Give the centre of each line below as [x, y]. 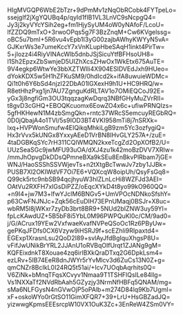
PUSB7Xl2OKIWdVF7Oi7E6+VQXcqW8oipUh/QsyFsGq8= [89, 172]
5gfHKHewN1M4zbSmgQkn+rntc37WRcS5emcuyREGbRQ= [92, 113]
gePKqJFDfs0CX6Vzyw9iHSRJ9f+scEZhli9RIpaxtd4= [83, 231]
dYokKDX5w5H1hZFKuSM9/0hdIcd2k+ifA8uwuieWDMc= [88, 76]
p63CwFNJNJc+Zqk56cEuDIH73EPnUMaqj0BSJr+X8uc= [89, 201]
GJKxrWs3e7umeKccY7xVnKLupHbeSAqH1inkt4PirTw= [86, 47]
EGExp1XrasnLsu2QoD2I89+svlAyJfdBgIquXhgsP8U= [84, 238]
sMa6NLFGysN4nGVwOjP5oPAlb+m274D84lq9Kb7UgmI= [90, 289]
